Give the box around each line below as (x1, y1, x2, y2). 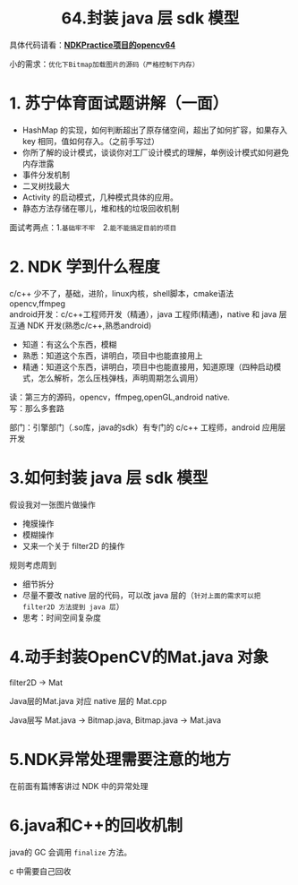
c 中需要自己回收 (9, 865, 72, 876)
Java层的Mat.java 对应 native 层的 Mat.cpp (9, 695, 167, 706)
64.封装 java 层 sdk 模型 (61, 8, 240, 29)
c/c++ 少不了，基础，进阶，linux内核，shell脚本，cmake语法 (9, 288, 234, 298)
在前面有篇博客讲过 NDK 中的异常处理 (9, 780, 149, 791)
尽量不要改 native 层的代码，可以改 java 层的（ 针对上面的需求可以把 (21, 589, 261, 600)
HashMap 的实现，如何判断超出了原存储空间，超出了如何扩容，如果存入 (21, 125, 288, 135)
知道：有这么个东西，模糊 (21, 339, 117, 349)
